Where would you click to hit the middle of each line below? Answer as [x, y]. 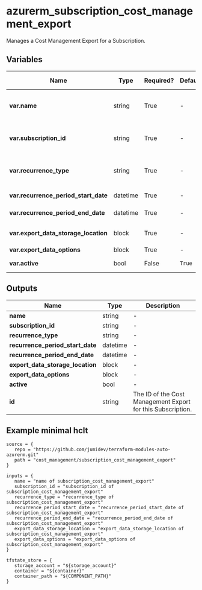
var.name [23, 106]
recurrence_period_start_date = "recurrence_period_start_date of [99, 508]
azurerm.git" [23, 455]
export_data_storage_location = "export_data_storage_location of [99, 529]
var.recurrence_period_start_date [59, 195]
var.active [24, 263]
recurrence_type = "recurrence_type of [64, 497]
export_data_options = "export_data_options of [75, 539]
